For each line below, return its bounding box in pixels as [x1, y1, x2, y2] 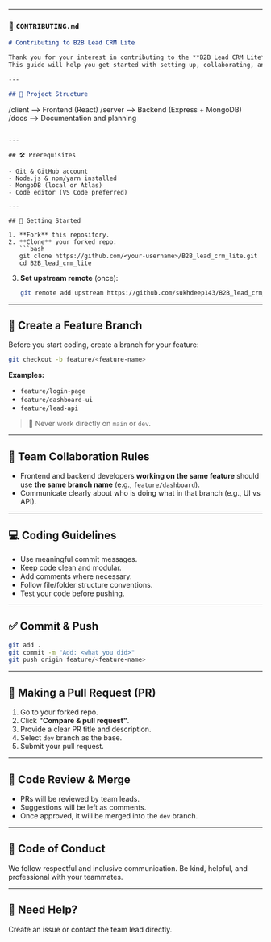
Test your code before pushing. [19, 588, 125, 598]
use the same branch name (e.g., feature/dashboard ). [19, 479, 200, 489]
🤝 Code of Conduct [8, 842, 106, 856]
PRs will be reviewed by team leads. [19, 793, 140, 803]
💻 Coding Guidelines [8, 529, 117, 542]
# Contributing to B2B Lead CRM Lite [8, 39, 135, 47]
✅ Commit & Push [8, 619, 99, 634]
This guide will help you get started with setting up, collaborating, [8, 61, 254, 69]
